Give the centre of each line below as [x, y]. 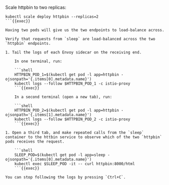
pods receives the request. [35, 142]
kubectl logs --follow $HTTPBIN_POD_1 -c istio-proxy [72, 84]
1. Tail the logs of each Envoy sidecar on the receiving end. [74, 52]
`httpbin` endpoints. [28, 43]
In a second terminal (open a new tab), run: [63, 97]
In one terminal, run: [38, 61]
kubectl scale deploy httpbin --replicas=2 [52, 17]
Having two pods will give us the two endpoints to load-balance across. [85, 30]
